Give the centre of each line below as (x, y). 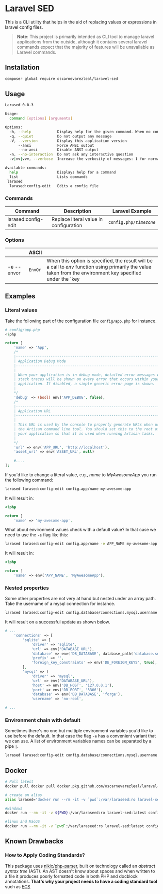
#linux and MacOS (23, 822)
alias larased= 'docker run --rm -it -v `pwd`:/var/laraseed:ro (70, 799)
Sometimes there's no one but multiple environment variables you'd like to (79, 731)
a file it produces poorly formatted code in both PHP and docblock (72, 876)
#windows (14, 808)
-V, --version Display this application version (68, 141)
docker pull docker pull (30, 786)
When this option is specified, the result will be (100, 261)
